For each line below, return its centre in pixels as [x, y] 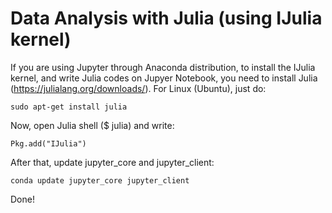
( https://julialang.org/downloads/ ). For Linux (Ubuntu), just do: [138, 88]
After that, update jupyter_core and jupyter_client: [112, 162]
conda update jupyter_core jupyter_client [100, 180]
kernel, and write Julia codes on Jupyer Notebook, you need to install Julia [164, 78]
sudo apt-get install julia [69, 107]
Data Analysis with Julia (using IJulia [166, 18]
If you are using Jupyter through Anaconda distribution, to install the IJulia [163, 67]
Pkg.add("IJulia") [48, 143]
